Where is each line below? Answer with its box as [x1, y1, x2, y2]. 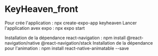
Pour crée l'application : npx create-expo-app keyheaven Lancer [4, 20, 137, 26]
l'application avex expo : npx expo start [4, 25, 85, 31]
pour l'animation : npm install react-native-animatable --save [4, 45, 129, 51]
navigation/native [4, 40, 40, 46]
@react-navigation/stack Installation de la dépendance [41, 40, 154, 46]
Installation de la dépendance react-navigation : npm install [4, 35, 126, 41]
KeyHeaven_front [4, 3, 79, 15]
